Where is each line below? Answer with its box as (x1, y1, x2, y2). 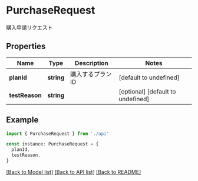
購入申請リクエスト (6, 24, 53, 31)
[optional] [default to (118, 87, 176, 95)
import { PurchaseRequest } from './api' (6, 131, 110, 137)
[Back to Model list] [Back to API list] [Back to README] (6, 168, 141, 175)
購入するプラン (70, 70, 112, 78)
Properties (6, 41, 46, 51)
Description (74, 59, 109, 67)
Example (6, 115, 39, 125)
